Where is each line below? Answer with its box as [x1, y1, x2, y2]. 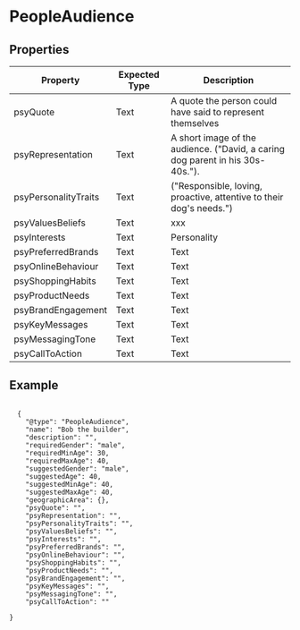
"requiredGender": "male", [25, 440, 126, 449]
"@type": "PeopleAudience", [25, 417, 129, 426]
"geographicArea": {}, [25, 495, 110, 505]
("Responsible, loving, [171, 180, 263, 192]
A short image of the [171, 132, 256, 144]
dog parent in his [171, 154, 242, 166]
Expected [118, 69, 160, 81]
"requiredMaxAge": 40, [25, 456, 110, 465]
